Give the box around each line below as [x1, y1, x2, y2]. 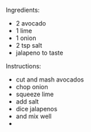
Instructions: [6, 62, 41, 70]
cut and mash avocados [15, 75, 84, 84]
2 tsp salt [15, 41, 43, 49]
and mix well [15, 112, 52, 120]
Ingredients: [6, 6, 40, 14]
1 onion [15, 34, 37, 42]
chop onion [15, 83, 48, 91]
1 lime [15, 27, 32, 35]
